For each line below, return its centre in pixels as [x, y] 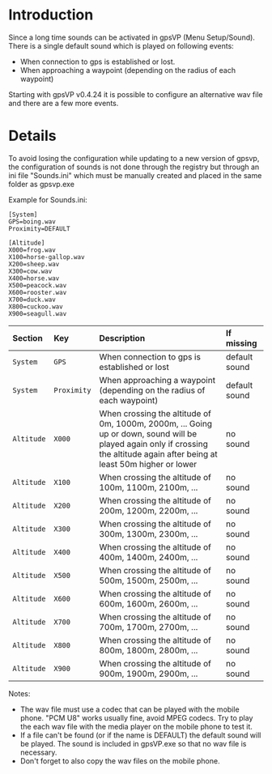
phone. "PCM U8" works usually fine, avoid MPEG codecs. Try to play [136, 717]
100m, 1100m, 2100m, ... [149, 487]
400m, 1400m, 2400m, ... [149, 557]
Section [28, 338]
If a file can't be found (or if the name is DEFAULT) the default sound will [140, 735]
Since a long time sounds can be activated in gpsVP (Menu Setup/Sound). [132, 37]
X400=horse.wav [34, 278]
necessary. [38, 752]
